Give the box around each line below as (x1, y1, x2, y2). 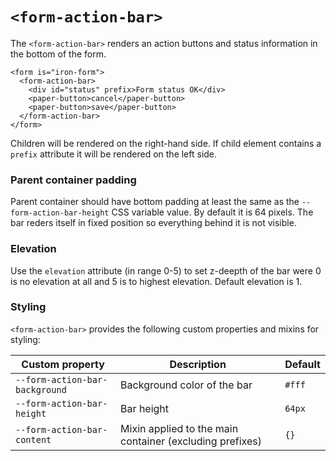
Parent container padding (10, 173, 137, 187)
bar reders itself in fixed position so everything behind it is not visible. (10, 217, 297, 229)
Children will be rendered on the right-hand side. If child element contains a (10, 137, 322, 149)
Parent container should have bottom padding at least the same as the (10, 196, 300, 208)
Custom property (21, 357, 105, 371)
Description (169, 357, 227, 371)
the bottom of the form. (10, 48, 107, 60)
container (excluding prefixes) (120, 434, 262, 448)
